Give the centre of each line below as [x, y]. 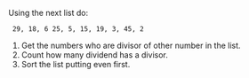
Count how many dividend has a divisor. [94, 55]
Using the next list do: [48, 13]
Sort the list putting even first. [76, 64]
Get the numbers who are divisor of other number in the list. [131, 45]
